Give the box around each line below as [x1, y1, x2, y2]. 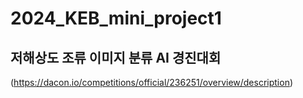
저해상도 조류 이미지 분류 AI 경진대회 [10, 49, 222, 66]
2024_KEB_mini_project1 [10, 7, 222, 30]
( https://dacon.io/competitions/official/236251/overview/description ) [10, 77, 294, 88]
